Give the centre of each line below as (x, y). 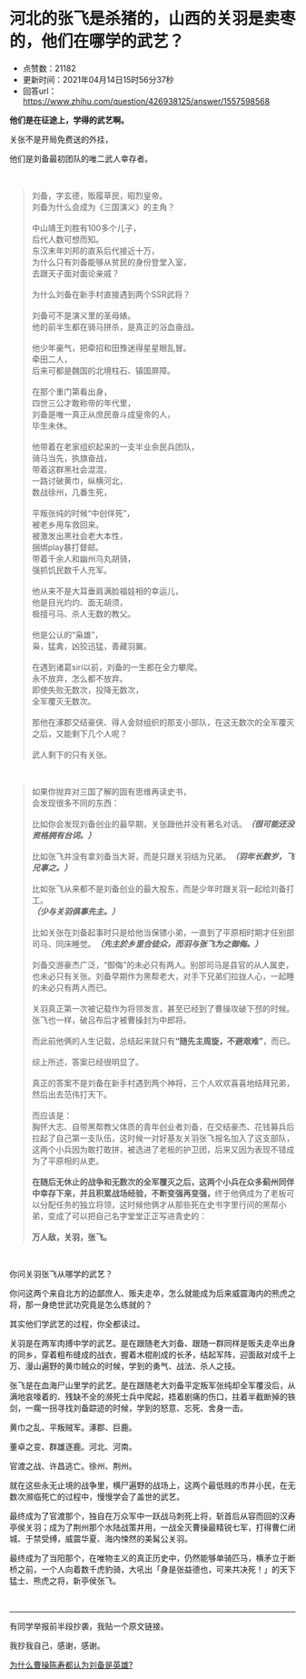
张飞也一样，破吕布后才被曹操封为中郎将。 (111, 1020)
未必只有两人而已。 (75, 987)
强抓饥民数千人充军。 (71, 570)
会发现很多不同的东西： (75, 803)
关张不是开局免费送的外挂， (61, 139)
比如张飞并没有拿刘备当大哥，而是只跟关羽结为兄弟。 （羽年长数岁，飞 (163, 856)
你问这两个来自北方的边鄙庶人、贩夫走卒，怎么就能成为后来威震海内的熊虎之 (153, 1293)
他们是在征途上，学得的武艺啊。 (69, 120)
